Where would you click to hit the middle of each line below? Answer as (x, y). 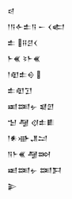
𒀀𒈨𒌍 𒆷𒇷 (29, 154)
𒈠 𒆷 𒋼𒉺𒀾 (31, 122)
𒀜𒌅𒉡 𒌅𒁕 (35, 170)
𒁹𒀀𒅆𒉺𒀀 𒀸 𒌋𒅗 (36, 27)
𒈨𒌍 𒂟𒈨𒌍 (24, 59)
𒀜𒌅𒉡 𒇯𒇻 (31, 106)
